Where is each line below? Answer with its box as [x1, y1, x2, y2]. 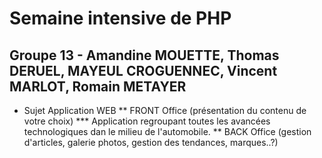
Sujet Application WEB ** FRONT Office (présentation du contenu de [23, 105, 307, 116]
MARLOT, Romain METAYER [9, 78, 187, 95]
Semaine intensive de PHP [9, 7, 232, 30]
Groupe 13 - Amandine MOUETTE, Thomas [9, 47, 280, 64]
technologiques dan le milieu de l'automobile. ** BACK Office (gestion [23, 126, 312, 137]
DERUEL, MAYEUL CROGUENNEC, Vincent [9, 62, 278, 79]
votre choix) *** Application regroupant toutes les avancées [23, 115, 271, 127]
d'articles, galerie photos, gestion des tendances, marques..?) [23, 137, 279, 148]
